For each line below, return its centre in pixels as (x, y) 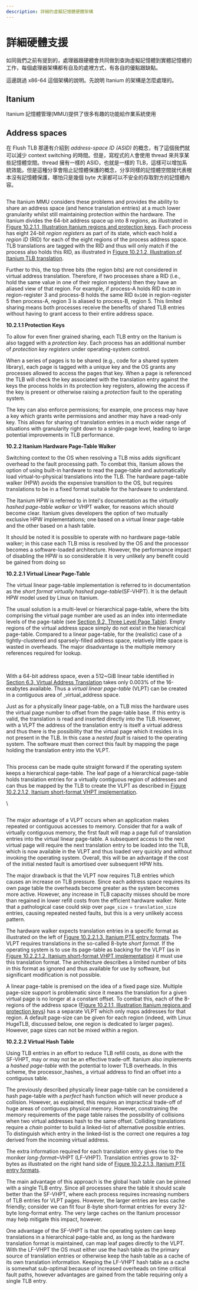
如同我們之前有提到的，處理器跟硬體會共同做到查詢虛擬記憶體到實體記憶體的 (99, 60)
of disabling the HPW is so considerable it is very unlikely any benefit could (98, 556)
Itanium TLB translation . (35, 258)
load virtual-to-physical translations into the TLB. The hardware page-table (97, 477)
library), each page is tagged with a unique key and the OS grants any (91, 367)
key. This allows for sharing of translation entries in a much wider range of (96, 423)
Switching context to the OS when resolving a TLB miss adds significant (93, 458)
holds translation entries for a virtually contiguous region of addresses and (97, 779)
